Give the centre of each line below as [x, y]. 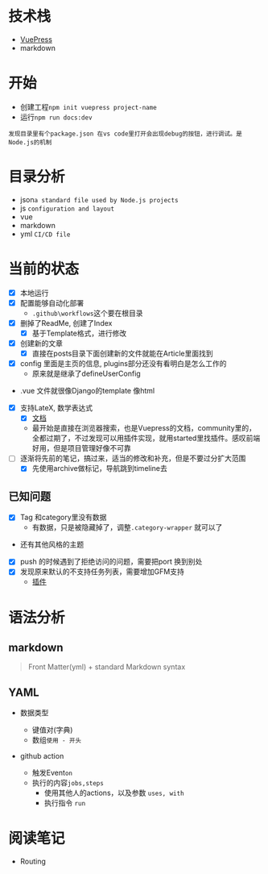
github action [42, 756]
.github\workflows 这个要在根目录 [87, 313]
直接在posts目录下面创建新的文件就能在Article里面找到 [122, 354]
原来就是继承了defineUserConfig [86, 374]
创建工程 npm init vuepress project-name [88, 106]
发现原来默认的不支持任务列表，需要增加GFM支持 [102, 572]
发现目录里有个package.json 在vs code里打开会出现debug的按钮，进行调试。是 [126, 134]
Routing [33, 862]
